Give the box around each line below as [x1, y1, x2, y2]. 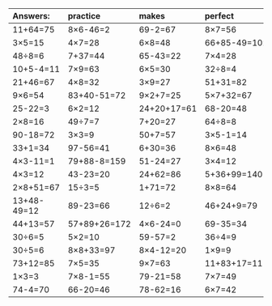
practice [67, 11, 101, 21]
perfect [205, 11, 235, 21]
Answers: [12, 11, 50, 21]
